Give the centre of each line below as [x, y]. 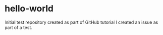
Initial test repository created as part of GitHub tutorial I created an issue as [81, 22]
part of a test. [19, 27]
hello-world [29, 9]
